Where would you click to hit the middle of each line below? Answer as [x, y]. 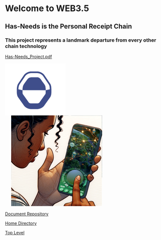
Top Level [15, 233]
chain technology [26, 46]
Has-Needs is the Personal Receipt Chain [69, 26]
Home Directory [21, 224]
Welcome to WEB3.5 [47, 8]
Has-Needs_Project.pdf [29, 57]
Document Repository [27, 214]
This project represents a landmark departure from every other [81, 40]
